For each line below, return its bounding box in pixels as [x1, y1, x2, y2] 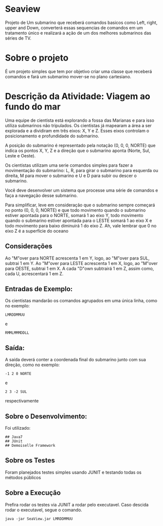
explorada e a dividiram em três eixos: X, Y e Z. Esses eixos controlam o [5, 128, 149, 133]
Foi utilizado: [5, 425, 31, 431]
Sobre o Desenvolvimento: [5, 412, 88, 420]
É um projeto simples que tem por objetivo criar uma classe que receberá [5, 68, 152, 74]
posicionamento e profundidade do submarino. [5, 133, 99, 139]
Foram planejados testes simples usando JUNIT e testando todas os [5, 469, 142, 475]
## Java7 [5, 435, 23, 439]
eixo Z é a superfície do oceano [5, 228, 69, 234]
